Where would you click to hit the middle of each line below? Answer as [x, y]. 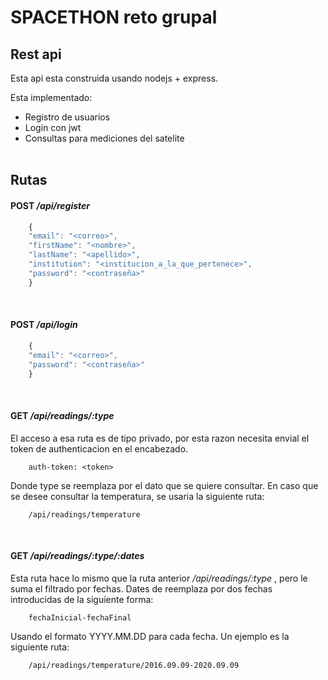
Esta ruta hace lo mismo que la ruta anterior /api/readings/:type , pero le [159, 578]
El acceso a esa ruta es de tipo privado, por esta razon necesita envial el [160, 438]
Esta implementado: [51, 97]
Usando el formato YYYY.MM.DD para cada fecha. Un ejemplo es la [150, 636]
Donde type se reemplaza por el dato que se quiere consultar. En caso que [164, 485]
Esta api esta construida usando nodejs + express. [114, 78]
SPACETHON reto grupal [114, 17]
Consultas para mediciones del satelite [104, 138]
